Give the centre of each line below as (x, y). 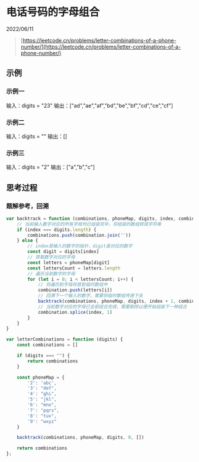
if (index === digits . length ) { (57, 230)
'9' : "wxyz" (42, 421)
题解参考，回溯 (28, 206)
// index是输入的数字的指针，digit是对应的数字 (80, 246)
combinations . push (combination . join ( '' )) (79, 235)
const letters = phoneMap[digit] (69, 262)
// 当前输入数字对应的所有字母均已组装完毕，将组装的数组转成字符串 (89, 224)
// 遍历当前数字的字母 (51, 274)
